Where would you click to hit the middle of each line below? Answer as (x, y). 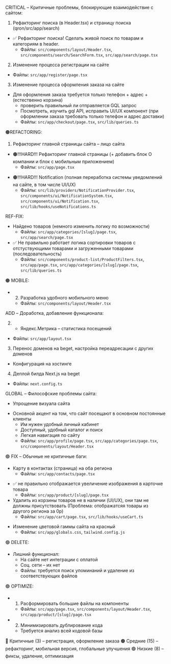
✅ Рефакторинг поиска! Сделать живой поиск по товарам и (78, 38)
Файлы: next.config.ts (38, 384)
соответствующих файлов (49, 576)
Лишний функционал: (36, 554)
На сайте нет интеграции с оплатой (59, 559)
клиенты (22, 419)
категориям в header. (36, 44)
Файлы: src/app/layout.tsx (42, 338)
